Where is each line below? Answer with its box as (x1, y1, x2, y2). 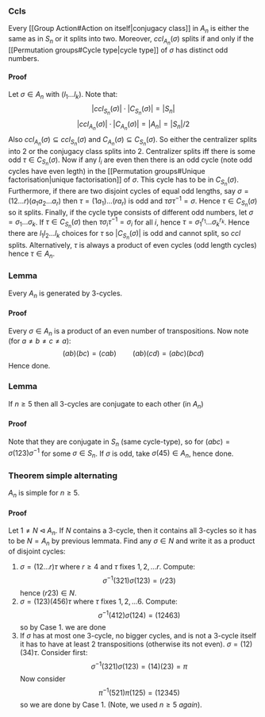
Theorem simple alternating (8, 470, 117, 481)
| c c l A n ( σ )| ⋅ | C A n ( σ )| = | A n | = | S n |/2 (76, 119, 190, 132)
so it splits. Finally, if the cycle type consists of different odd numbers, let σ (8, 207, 254, 217)
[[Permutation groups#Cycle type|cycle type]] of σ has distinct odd (8, 45, 229, 55)
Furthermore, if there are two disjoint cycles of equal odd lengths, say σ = (8, 186, 249, 195)
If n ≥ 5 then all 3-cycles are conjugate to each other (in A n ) (8, 399, 204, 411)
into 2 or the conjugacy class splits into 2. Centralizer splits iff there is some (8, 146, 256, 156)
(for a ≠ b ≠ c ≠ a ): (8, 336, 71, 346)
